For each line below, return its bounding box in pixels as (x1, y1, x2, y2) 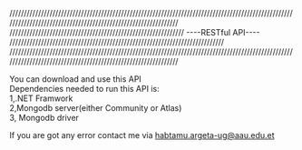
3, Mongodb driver (9, 113, 80, 123)
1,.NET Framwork (9, 93, 73, 104)
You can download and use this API (9, 74, 142, 85)
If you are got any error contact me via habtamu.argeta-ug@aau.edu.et (9, 130, 275, 140)
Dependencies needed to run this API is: (9, 84, 161, 94)
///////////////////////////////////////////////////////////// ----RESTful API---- (9, 27, 260, 37)
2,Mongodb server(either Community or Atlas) (9, 103, 182, 113)
